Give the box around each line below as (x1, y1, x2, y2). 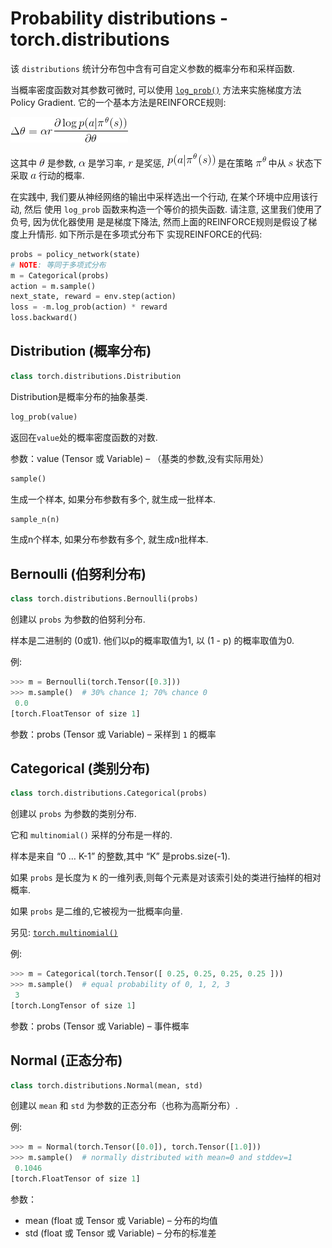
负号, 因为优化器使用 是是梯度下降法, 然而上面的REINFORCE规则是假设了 (10, 215, 309, 227)
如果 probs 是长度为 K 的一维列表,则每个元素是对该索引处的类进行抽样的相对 (10, 872, 322, 884)
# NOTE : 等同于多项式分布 (10, 260, 107, 270)
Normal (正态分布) (10, 1052, 123, 1069)
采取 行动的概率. (10, 169, 85, 181)
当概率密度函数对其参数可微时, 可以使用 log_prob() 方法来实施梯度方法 (10, 83, 302, 96)
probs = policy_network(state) (10, 249, 141, 259)
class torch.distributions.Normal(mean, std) (10, 1080, 203, 1091)
